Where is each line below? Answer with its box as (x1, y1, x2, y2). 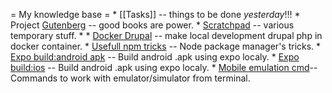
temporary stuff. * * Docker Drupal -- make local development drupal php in (10, 30, 323, 41)
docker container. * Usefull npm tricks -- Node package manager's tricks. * (10, 40, 322, 52)
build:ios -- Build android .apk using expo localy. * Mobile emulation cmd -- (10, 62, 318, 73)
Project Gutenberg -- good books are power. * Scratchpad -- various (10, 19, 295, 31)
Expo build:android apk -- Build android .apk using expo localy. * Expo (10, 51, 300, 63)
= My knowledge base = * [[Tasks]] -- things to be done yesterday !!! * (10, 9, 301, 20)
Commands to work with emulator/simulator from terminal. (10, 72, 251, 84)
